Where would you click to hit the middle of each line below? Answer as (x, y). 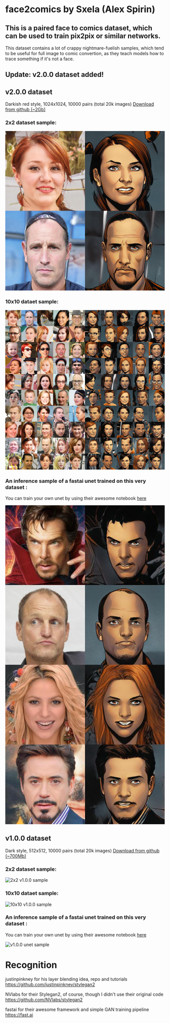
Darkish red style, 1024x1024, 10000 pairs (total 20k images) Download (80, 104)
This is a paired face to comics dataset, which (79, 28)
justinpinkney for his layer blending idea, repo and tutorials (66, 979)
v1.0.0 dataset (28, 838)
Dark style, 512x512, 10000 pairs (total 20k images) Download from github (82, 850)
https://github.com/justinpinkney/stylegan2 (50, 984)
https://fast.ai (19, 1015)
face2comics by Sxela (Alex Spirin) (80, 9)
